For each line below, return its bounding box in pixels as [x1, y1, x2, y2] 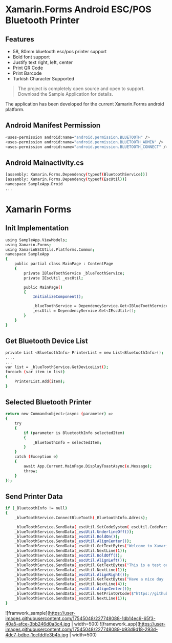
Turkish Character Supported [12, 76, 75, 81]
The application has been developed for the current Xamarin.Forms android [5, 101, 164, 107]
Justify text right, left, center [12, 59, 73, 65]
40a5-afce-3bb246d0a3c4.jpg [5, 620, 71, 627]
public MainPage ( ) [24, 285, 63, 290]
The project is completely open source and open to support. [17, 85, 145, 92]
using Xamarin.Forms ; [5, 242, 52, 247]
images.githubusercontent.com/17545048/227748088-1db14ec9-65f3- [5, 615, 156, 621]
